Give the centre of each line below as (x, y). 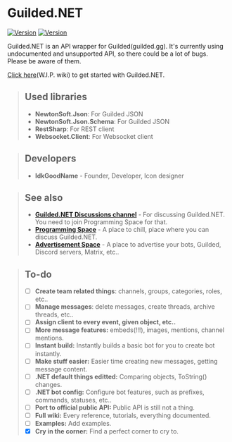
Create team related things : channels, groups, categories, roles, (129, 291)
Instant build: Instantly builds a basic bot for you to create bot (125, 345)
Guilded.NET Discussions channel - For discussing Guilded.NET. (130, 215)
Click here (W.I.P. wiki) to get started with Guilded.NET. (86, 75)
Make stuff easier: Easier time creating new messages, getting (126, 361)
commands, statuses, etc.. (73, 400)
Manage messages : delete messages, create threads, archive (125, 307)
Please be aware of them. (44, 61)
